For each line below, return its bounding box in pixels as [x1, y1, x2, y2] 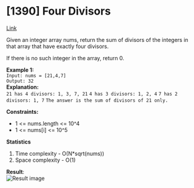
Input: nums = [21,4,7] [6, 72, 67, 78]
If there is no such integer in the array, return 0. [6, 54, 124, 61]
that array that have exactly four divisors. [6, 43, 109, 50]
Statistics [6, 138, 32, 145]
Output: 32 [6, 78, 34, 84]
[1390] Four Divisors [6, 4, 111, 18]
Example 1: [6, 66, 35, 74]
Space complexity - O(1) [15, 156, 76, 164]
